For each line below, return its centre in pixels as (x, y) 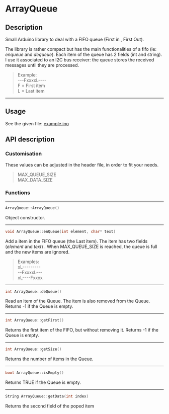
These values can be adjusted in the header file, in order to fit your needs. (82, 164)
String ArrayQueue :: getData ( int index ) (47, 396)
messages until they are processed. (42, 65)
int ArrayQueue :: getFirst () (35, 320)
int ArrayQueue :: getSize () (33, 349)
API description (30, 140)
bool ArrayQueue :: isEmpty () (35, 373)
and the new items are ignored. (37, 252)
